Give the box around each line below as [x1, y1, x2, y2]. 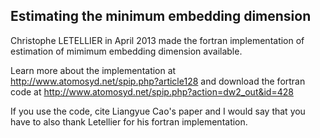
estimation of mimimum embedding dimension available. [10, 45, 243, 57]
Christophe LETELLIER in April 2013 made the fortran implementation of [10, 34, 305, 46]
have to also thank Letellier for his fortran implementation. [10, 115, 248, 128]
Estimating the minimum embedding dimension [10, 8, 312, 25]
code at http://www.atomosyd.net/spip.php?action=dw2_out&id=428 [10, 85, 294, 98]
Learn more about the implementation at [10, 64, 177, 76]
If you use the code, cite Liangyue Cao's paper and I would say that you [10, 105, 306, 117]
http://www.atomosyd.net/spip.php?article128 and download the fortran [10, 75, 306, 87]
